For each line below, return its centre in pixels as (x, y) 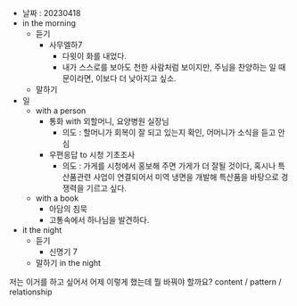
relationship (31, 292)
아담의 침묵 (68, 209)
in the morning (49, 23)
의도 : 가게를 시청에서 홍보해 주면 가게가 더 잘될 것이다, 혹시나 (169, 166)
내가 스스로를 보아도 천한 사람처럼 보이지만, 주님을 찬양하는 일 (169, 67)
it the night (42, 230)
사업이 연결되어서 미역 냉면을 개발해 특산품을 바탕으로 (186, 177)
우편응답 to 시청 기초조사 (92, 155)
